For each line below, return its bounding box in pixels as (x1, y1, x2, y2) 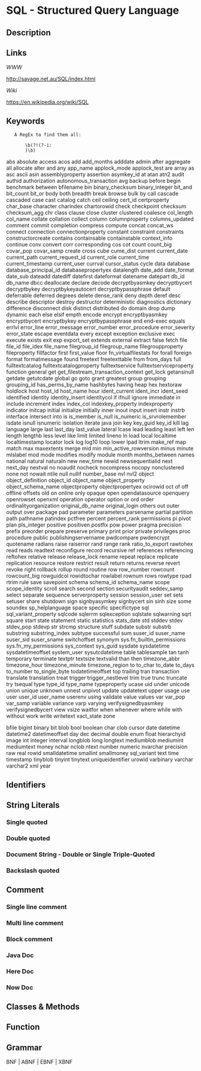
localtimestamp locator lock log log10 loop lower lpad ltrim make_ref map (6, 438, 187, 446)
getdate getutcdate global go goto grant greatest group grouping (6, 375, 166, 382)
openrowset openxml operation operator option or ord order (6, 496, 154, 503)
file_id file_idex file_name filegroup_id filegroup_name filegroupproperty (6, 343, 184, 350)
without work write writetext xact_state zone (6, 712, 115, 720)
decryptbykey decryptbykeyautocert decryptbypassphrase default (6, 285, 170, 293)
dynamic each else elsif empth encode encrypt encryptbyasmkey (6, 311, 167, 318)
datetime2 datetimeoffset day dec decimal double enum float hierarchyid (6, 730, 186, 738)
